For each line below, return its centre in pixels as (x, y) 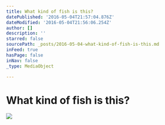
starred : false (25, 39)
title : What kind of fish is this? (50, 11)
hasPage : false (25, 55)
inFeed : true (22, 50)
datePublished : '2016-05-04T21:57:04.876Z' (60, 17)
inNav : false (22, 60)
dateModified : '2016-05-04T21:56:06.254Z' (59, 22)
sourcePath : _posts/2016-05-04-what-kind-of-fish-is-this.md (83, 45)
